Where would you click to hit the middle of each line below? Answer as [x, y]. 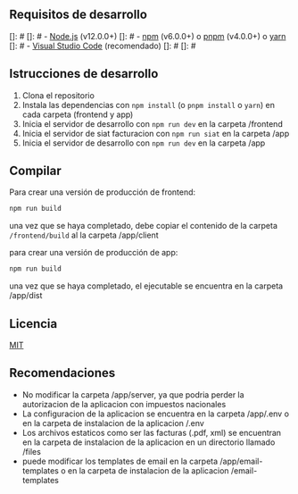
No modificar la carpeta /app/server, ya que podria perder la [133, 394]
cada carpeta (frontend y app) [78, 114]
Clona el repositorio [58, 95]
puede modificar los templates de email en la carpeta [120, 461]
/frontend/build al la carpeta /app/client [84, 235]
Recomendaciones [62, 373]
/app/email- [241, 461]
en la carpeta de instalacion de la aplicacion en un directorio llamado [149, 442]
